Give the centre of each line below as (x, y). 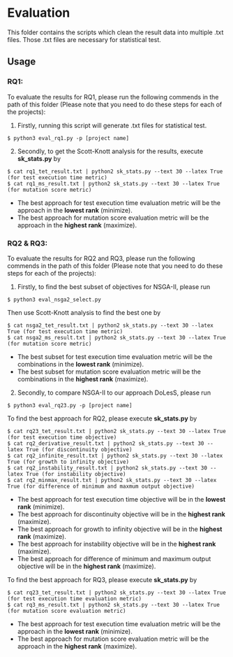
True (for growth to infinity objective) (68, 462)
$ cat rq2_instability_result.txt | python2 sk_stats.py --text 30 (107, 468)
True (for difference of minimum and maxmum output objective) (101, 486)
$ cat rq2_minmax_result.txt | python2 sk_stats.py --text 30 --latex (112, 480)
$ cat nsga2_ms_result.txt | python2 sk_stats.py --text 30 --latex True (117, 337)
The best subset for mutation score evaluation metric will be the (109, 372)
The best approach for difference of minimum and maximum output (114, 558)
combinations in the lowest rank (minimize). (81, 364)
